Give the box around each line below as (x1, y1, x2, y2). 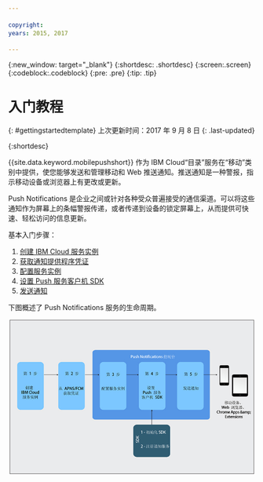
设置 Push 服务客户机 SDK (19, 276, 104, 286)
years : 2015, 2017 (8, 29, 68, 37)
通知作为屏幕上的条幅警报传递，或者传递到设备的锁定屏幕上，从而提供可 (8, 204, 242, 214)
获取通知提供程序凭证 (19, 257, 89, 266)
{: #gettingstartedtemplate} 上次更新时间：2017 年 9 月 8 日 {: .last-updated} (8, 126, 255, 135)
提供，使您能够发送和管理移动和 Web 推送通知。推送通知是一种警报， (21, 167, 247, 177)
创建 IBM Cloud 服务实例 (19, 247, 100, 257)
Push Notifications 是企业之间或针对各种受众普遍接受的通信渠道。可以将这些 (8, 194, 255, 203)
